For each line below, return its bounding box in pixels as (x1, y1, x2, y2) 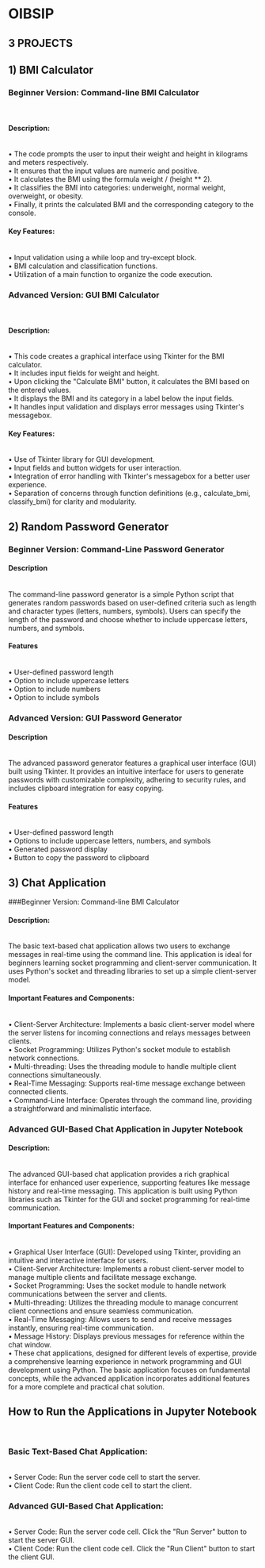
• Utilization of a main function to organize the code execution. (8, 269, 213, 279)
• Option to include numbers (8, 684, 101, 694)
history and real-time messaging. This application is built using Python (8, 1186, 237, 1195)
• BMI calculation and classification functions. (8, 261, 158, 271)
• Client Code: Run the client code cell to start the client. (8, 1481, 192, 1490)
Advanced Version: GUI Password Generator (8, 713, 183, 724)
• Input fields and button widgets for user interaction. (8, 463, 182, 473)
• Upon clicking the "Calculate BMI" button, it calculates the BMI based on (8, 377, 251, 386)
